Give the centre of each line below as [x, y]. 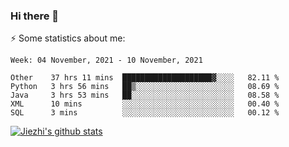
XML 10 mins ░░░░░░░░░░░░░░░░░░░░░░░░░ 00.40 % [145, 104]
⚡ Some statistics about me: [68, 38]
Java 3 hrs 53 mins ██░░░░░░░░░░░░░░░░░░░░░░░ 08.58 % [145, 95]
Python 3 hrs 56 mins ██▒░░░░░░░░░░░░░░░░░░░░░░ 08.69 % [145, 87]
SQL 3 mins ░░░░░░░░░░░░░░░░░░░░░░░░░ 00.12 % [145, 113]
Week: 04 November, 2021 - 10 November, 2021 [106, 60]
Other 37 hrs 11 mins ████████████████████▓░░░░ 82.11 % [145, 78]
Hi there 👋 [35, 16]
